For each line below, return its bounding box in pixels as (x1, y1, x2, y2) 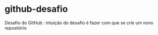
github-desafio (4, 3, 68, 15)
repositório (4, 25, 27, 31)
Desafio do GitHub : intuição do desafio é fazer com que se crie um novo (4, 20, 154, 26)
